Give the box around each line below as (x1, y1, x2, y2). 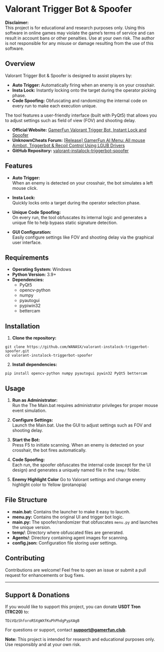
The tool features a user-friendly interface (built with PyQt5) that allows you (5, 112, 157, 118)
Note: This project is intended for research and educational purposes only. (5, 636, 155, 642)
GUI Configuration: (12, 229, 52, 235)
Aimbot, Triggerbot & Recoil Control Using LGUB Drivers (12, 143, 125, 148)
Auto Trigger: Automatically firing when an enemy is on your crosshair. (12, 82, 155, 88)
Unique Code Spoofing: (12, 209, 61, 215)
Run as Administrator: (12, 397, 58, 403)
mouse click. (12, 185, 38, 191)
